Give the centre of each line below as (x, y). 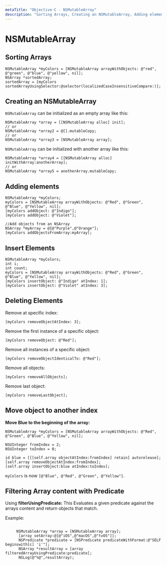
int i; (12, 264)
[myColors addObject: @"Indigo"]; (41, 211)
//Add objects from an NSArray (38, 224)
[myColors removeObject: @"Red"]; (41, 340)
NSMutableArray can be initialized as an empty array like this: (67, 113)
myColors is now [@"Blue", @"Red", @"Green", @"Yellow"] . (65, 475)
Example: (15, 518)
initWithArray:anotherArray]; (37, 163)
